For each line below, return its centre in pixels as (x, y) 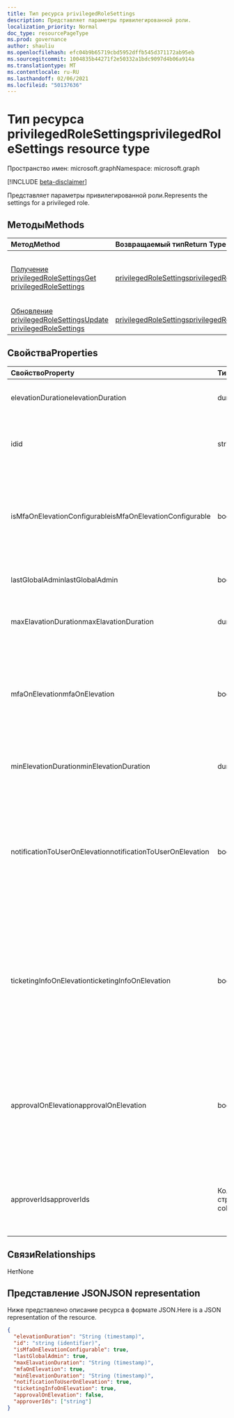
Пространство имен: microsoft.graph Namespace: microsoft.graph (103, 169)
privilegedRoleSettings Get (53, 278)
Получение (30, 269)
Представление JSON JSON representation (104, 1294)
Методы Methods (46, 225)
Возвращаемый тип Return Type (171, 244)
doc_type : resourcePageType (48, 33)
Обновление (32, 311)
